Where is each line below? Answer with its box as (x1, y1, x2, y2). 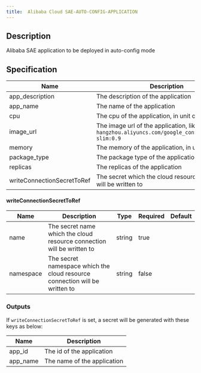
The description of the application (96, 92, 191, 101)
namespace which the (47, 262, 110, 270)
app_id (9, 347, 29, 355)
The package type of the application (96, 153, 199, 162)
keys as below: (6, 323, 43, 330)
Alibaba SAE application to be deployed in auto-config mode (6, 47, 156, 54)
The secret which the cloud (96, 172, 173, 181)
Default (170, 212, 192, 220)
